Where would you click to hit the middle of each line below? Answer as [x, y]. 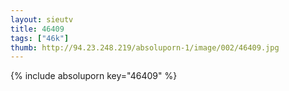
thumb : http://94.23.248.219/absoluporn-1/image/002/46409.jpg [145, 47]
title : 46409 [37, 29]
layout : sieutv [42, 19]
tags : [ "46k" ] [40, 38]
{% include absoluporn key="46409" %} [94, 76]
